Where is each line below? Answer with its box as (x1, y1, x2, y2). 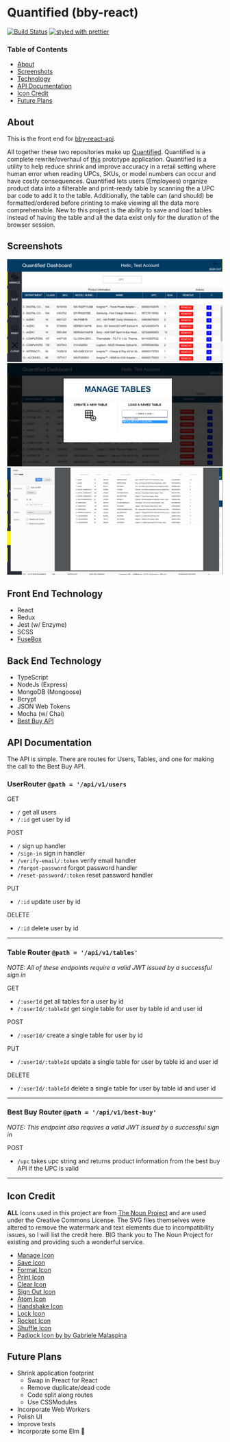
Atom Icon (16, 1295, 47, 1303)
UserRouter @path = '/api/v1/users (7, 779, 127, 788)
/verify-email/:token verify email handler (16, 856, 137, 865)
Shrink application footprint (16, 1369, 94, 1378)
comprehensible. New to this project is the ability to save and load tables (7, 206, 212, 214)
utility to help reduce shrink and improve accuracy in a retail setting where (7, 162, 216, 171)
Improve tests (16, 1420, 56, 1428)
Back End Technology (7, 655, 102, 667)
